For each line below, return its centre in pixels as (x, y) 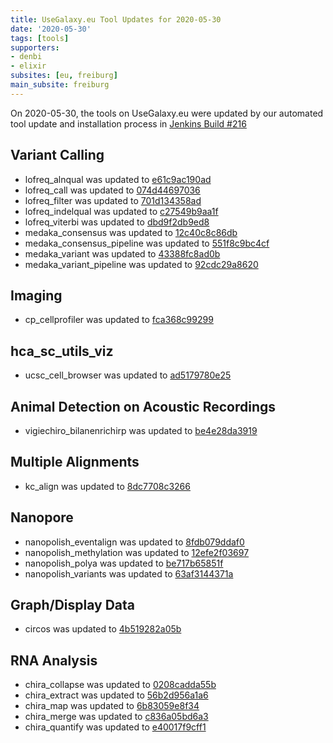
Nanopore (42, 517)
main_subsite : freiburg (60, 85)
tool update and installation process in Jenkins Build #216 (128, 123)
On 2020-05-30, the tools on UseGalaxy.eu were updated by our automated (167, 113)
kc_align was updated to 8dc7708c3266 (107, 486)
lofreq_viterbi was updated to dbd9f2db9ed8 (117, 222)
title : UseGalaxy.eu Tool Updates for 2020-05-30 (116, 19)
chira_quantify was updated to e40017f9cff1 (115, 727)
